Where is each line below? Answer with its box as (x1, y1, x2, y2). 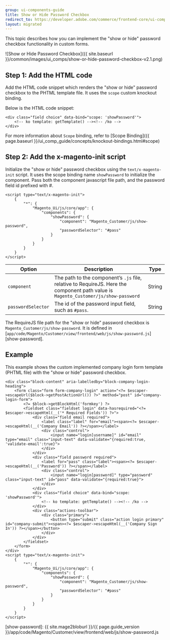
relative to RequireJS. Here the (54, 280, 127, 287)
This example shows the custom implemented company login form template (5, 364, 163, 370)
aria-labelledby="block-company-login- (66, 379, 151, 384)
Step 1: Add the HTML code (5, 71, 93, 79)
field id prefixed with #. (5, 182, 54, 188)
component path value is (54, 286, 113, 294)
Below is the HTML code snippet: (5, 105, 74, 111)
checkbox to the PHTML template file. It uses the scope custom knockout (5, 90, 157, 96)
